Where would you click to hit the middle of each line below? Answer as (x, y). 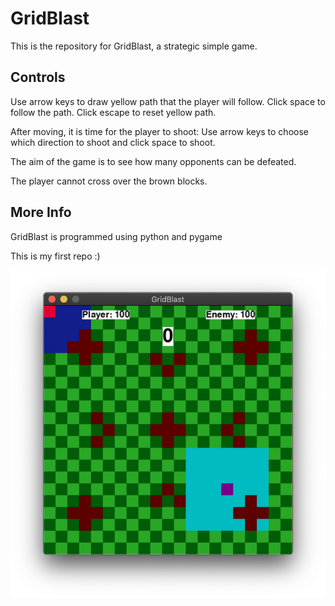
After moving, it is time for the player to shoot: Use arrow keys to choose (159, 131)
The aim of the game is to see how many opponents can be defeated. (153, 161)
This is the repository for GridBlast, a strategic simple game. (134, 46)
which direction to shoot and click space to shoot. (113, 142)
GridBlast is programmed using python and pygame (116, 236)
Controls (38, 77)
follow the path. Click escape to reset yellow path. (113, 112)
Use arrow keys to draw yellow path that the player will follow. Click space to (168, 101)
